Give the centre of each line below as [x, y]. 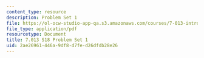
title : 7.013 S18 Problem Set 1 [47, 40]
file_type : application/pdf [42, 29]
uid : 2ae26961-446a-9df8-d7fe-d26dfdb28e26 [62, 46]
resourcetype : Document [36, 34]
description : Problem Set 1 [42, 18]
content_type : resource [36, 12]
